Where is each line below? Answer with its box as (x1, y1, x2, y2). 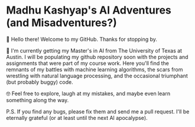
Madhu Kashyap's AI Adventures (6, 4, 171, 17)
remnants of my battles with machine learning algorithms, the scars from (6, 66, 183, 73)
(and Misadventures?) (6, 16, 117, 30)
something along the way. (6, 96, 69, 103)
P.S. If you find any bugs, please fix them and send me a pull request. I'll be (6, 108, 190, 115)
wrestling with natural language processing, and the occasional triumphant (6, 72, 188, 79)
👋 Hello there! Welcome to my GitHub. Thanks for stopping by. (6, 35, 158, 43)
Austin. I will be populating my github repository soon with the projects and (6, 53, 188, 60)
